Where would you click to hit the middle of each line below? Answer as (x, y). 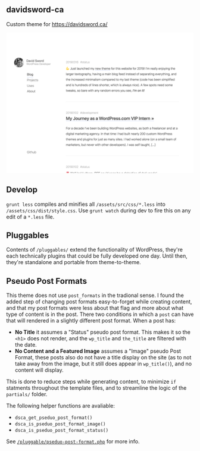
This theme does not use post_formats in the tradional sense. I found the (95, 295)
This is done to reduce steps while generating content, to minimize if (91, 382)
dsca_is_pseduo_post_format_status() (62, 431)
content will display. (39, 370)
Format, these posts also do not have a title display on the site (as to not (103, 358)
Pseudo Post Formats (47, 281)
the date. (26, 345)
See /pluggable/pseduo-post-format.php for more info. (73, 441)
